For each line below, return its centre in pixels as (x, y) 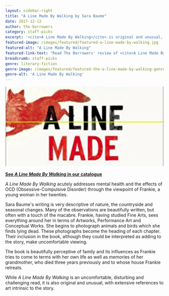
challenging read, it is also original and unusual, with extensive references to (84, 282)
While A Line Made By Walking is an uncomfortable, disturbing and (75, 277)
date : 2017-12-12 (23, 21)
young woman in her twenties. (36, 194)
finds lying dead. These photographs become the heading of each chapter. (83, 231)
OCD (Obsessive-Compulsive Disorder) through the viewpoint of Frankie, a (83, 189)
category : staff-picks (29, 32)
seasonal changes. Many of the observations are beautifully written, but (80, 209)
